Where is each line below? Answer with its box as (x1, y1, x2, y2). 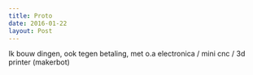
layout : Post (8, 27, 53, 35)
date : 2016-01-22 (8, 19, 68, 27)
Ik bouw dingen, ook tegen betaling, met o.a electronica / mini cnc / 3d (8, 49, 246, 59)
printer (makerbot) (8, 57, 71, 67)
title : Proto (8, 11, 53, 20)
